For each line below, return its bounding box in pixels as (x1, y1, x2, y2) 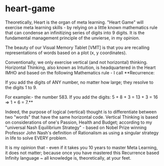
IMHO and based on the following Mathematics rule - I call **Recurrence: (5, 69, 155, 75)
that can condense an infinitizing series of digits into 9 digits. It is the (5, 30, 145, 35)
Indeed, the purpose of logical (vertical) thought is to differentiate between (5, 109, 157, 115)
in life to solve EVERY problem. (5, 135, 67, 141)
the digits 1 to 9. (5, 84, 37, 90)
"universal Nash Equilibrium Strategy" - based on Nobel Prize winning (5, 124, 147, 131)
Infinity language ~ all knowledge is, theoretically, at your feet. (5, 155, 131, 161)
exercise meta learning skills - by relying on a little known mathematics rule (5, 24, 158, 30)
